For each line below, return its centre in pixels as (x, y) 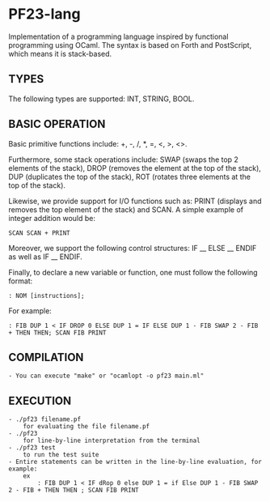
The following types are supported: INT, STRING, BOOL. (101, 99)
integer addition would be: (52, 218)
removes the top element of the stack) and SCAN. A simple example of (126, 209)
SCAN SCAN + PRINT (39, 233)
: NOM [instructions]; (46, 296)
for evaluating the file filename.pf (86, 427)
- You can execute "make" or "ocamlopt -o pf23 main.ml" (106, 376)
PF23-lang (44, 14)
